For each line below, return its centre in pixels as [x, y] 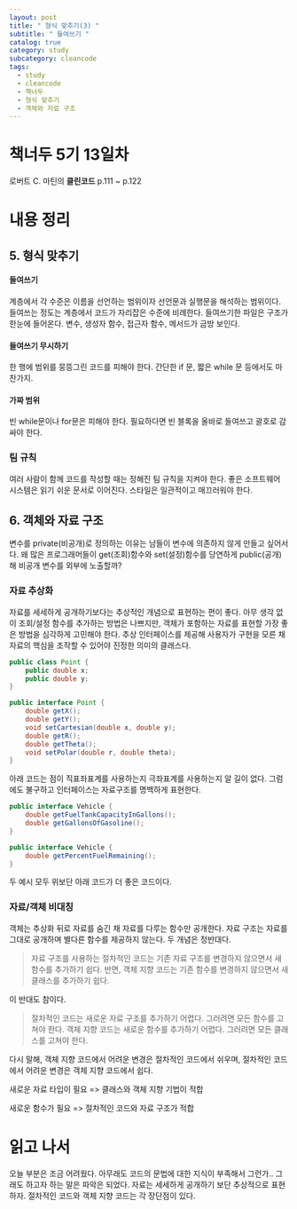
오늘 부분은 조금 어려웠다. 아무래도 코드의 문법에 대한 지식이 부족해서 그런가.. [141, 1173]
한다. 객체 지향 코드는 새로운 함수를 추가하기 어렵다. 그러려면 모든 [160, 1029]
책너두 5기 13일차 [69, 155]
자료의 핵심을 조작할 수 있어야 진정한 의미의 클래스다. [100, 645]
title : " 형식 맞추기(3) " [55, 26]
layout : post [33, 17]
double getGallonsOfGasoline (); [85, 823]
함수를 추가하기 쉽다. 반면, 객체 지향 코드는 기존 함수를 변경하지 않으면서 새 [160, 969]
